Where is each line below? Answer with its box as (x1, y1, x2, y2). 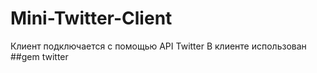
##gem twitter (10, 50, 69, 62)
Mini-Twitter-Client (10, 7, 173, 30)
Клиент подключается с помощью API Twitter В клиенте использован (10, 40, 307, 52)
